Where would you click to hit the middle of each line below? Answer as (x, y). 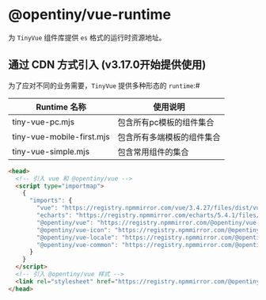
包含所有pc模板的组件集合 (166, 122)
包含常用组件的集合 (153, 152)
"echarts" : (55, 215)
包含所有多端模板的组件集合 (169, 137)
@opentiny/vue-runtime (90, 15)
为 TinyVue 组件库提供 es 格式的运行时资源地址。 (87, 37)
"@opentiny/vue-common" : (78, 245)
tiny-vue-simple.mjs (51, 151)
